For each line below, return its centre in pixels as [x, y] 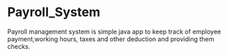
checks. [19, 46]
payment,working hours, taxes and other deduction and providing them [111, 38]
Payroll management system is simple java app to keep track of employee [114, 31]
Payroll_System [54, 12]
